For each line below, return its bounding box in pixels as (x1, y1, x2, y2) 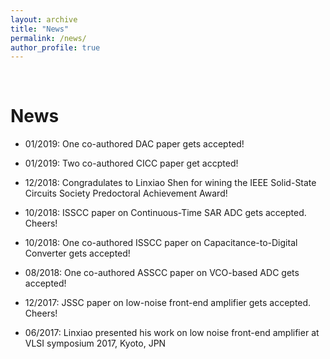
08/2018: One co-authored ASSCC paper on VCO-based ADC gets (24, 267, 300, 279)
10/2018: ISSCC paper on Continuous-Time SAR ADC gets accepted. (24, 207, 307, 219)
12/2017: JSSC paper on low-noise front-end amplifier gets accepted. (24, 297, 312, 309)
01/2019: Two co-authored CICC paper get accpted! (24, 157, 239, 170)
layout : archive (10, 14, 78, 25)
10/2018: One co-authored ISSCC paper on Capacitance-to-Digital (24, 237, 298, 249)
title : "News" (10, 24, 70, 34)
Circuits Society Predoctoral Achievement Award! (24, 187, 228, 200)
